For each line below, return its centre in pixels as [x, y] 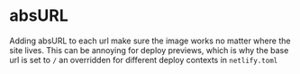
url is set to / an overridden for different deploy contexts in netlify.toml [144, 60]
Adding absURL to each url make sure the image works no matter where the [150, 41]
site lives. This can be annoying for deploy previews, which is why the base [149, 50]
